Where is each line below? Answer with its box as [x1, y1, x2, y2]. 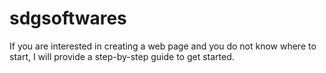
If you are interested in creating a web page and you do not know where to [9, 40, 317, 52]
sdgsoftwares [9, 7, 127, 30]
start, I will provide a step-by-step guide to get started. [9, 50, 235, 62]
